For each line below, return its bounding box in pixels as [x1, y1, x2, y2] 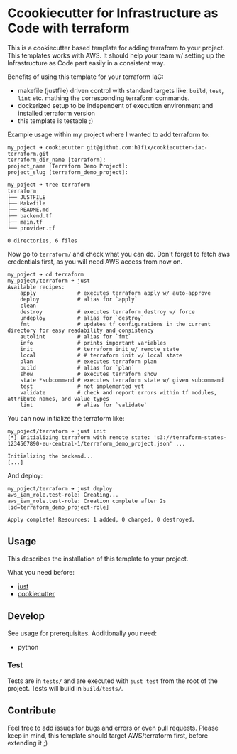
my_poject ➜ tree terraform [7, 181, 91, 188]
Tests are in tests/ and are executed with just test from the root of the [7, 677, 218, 685]
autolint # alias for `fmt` [20, 333, 132, 340]
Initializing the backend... [7, 453, 94, 460]
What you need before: [7, 568, 75, 576]
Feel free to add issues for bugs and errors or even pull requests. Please [7, 723, 219, 732]
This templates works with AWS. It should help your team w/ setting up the [7, 51, 226, 60]
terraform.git [7, 150, 50, 157]
